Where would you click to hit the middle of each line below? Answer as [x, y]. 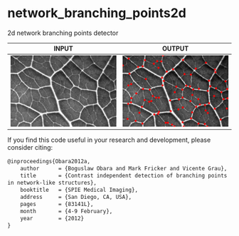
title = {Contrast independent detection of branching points [124, 176]
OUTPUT [176, 48]
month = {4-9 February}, [67, 212]
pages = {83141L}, [57, 205]
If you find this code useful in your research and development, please [109, 140]
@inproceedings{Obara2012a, [49, 162]
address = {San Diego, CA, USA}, [76, 197]
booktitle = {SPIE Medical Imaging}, [79, 190]
